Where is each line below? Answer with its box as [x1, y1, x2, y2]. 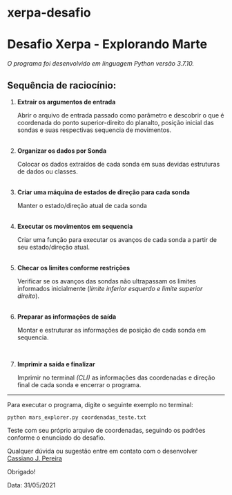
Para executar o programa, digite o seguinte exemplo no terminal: [7, 400, 193, 409]
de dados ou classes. [17, 167, 78, 176]
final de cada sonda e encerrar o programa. [17, 380, 142, 389]
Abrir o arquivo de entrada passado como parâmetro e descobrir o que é [17, 111, 224, 119]
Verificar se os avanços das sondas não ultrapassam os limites [17, 277, 197, 285]
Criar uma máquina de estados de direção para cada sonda [17, 188, 190, 196]
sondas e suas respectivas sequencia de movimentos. [17, 126, 172, 134]
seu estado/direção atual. [17, 243, 90, 251]
